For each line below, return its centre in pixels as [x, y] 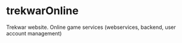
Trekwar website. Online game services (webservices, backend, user [91, 27]
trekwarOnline [42, 11]
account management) [34, 33]
